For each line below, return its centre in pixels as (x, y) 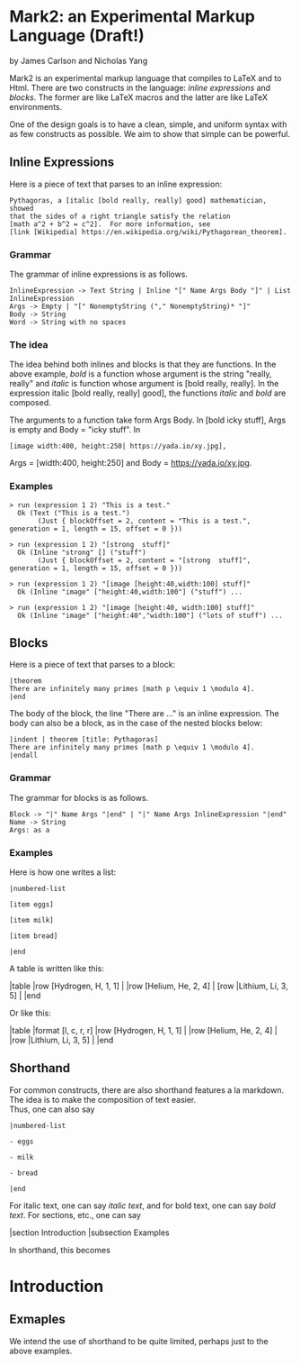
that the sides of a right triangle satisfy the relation (120, 216)
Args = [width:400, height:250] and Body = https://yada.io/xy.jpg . (131, 463)
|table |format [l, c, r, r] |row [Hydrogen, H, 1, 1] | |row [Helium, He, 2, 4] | (144, 1031)
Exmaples (37, 1319)
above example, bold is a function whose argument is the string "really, (141, 374)
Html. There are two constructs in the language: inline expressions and (140, 87)
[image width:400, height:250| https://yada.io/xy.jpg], (118, 446)
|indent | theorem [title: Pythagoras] (84, 740)
